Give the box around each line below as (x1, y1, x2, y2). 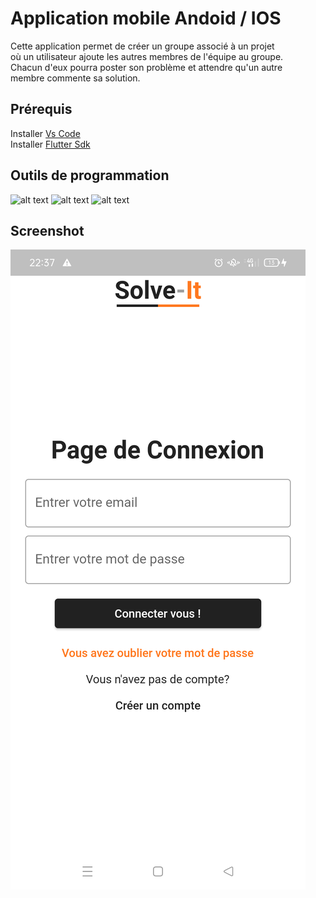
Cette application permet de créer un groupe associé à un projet (10, 40, 275, 52)
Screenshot (10, 222, 85, 239)
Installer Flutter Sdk (10, 138, 91, 150)
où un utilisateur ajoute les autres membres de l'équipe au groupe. (10, 50, 284, 62)
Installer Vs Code (10, 127, 81, 139)
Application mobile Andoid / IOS (10, 7, 282, 30)
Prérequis (10, 101, 73, 118)
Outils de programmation (10, 167, 170, 184)
